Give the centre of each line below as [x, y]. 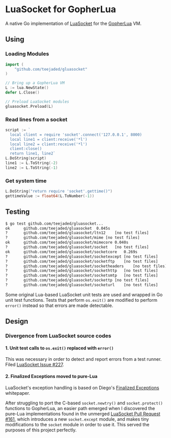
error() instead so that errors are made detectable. [59, 305]
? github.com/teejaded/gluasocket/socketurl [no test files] [82, 285]
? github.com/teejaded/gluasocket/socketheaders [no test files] [86, 266]
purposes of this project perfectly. [41, 430]
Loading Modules [27, 54]
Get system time [26, 180]
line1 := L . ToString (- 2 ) [32, 163]
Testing [18, 212]
